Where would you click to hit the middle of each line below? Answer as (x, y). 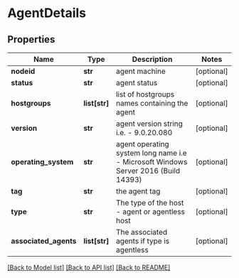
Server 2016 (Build (148, 171)
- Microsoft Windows (152, 162)
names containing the (152, 103)
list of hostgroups (145, 94)
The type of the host (150, 203)
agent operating (143, 144)
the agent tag (138, 191)
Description (152, 59)
